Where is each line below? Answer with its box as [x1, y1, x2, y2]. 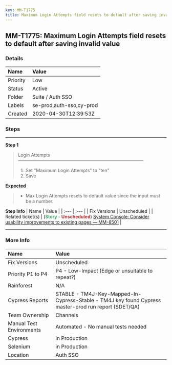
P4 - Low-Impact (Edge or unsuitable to [55, 267, 153, 274]
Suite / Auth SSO [32, 94, 73, 101]
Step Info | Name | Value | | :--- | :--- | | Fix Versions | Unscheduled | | [5, 208, 153, 214]
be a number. [25, 198, 54, 205]
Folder [8, 94, 24, 101]
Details [5, 54, 24, 62]
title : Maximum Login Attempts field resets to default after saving [5, 12, 157, 17]
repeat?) [55, 273, 76, 281]
